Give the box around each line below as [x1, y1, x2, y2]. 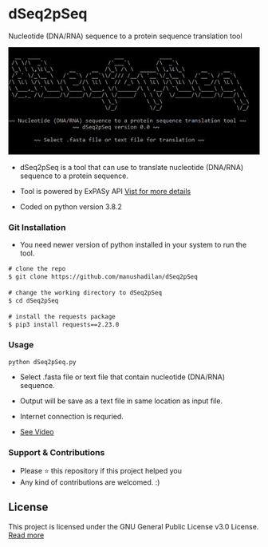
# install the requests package [8, 313, 116, 321]
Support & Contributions [8, 447, 105, 458]
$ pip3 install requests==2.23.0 [8, 321, 120, 329]
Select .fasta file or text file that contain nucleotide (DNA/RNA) [19, 372, 226, 382]
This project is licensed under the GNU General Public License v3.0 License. [8, 521, 259, 531]
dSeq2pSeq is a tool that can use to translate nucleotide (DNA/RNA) [19, 162, 244, 172]
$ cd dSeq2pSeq [8, 297, 59, 305]
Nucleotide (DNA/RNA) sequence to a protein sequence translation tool [8, 31, 242, 41]
